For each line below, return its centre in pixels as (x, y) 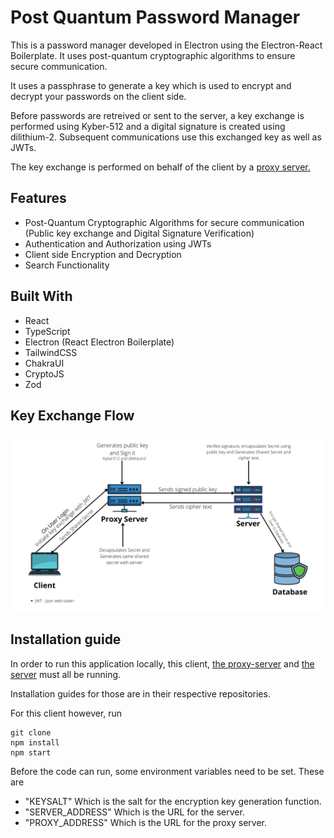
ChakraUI (44, 363)
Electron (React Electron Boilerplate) (99, 342)
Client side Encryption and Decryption (103, 254)
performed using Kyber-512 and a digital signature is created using (148, 126)
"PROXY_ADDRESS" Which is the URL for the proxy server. (145, 822)
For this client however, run (66, 713)
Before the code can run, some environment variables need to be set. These (167, 771)
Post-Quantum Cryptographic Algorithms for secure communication (164, 222)
